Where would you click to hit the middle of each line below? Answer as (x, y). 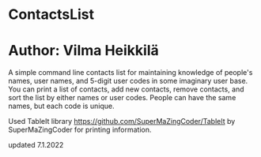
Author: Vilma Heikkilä (84, 51)
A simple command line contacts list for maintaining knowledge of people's (130, 73)
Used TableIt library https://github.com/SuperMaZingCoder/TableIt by (122, 121)
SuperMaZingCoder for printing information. (80, 130)
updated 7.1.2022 (36, 145)
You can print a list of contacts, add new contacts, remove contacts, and (126, 89)
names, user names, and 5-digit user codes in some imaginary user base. (128, 81)
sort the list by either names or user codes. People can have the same (122, 98)
